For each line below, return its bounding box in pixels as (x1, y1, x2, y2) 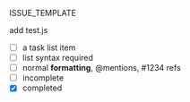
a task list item (22, 42, 76, 53)
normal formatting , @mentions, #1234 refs (22, 63, 181, 73)
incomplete (22, 72, 65, 83)
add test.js (9, 25, 48, 35)
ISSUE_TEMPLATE (9, 8, 77, 18)
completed (22, 82, 63, 93)
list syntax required (22, 53, 94, 64)
